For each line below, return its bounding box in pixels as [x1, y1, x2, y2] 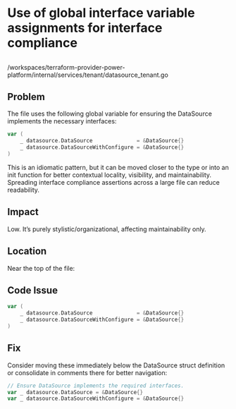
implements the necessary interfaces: [7, 117, 117, 126]
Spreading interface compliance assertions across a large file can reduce [7, 178, 220, 186]
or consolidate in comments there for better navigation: [7, 368, 168, 377]
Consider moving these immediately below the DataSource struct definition [7, 361, 225, 370]
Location [7, 245, 47, 257]
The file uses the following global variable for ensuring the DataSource [7, 109, 213, 118]
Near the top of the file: [7, 264, 75, 272]
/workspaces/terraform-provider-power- [7, 63, 125, 71]
